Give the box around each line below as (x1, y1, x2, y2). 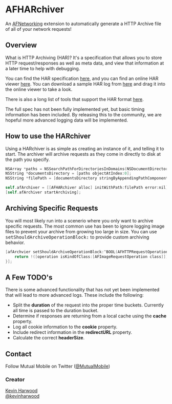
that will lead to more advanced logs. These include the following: (5, 292, 144, 298)
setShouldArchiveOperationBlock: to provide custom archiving (5, 234, 149, 240)
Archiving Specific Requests (5, 204, 98, 213)
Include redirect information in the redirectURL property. (12, 329, 132, 335)
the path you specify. (5, 156, 50, 163)
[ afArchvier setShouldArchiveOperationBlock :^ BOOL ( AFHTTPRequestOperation (5, 249, 168, 254)
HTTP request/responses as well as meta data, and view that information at (5, 60, 164, 66)
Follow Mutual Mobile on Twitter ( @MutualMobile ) (5, 363, 111, 369)
